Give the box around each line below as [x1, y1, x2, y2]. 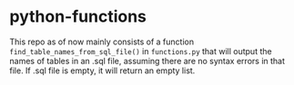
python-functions [9, 6, 147, 27]
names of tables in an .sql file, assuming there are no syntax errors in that [9, 55, 285, 66]
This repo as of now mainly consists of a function [9, 36, 194, 47]
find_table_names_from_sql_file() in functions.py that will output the [9, 45, 272, 56]
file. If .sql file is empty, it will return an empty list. [9, 65, 196, 76]
